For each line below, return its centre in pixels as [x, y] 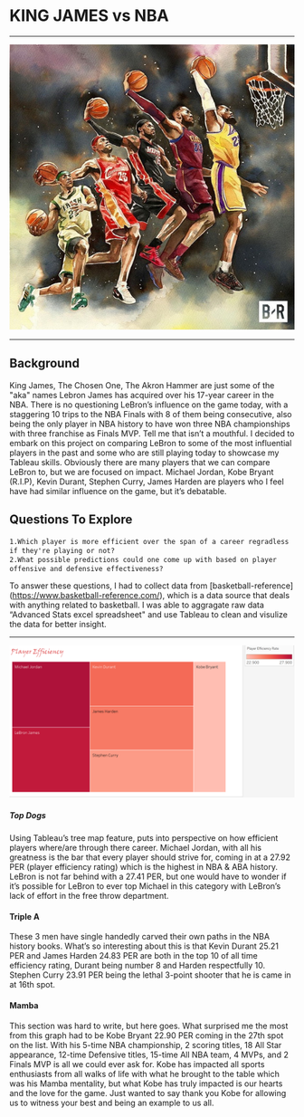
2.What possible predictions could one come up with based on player [143, 559]
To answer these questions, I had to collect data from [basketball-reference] [152, 586]
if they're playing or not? [62, 550]
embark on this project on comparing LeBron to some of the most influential [151, 443]
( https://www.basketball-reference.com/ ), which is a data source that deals [150, 595]
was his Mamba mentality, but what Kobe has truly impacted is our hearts [146, 1084]
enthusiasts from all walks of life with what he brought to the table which [145, 1074]
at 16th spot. [33, 985]
